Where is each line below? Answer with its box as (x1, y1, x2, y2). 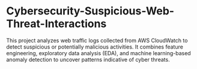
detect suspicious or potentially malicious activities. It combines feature (6, 43, 183, 50)
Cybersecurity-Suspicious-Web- (6, 4, 175, 18)
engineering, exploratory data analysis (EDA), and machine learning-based (6, 49, 191, 56)
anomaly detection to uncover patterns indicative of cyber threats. (6, 56, 170, 63)
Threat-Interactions (6, 17, 107, 31)
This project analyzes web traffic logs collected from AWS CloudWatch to (6, 37, 188, 44)
